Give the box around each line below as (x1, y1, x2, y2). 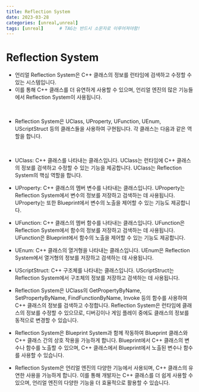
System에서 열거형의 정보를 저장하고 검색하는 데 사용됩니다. (14, 254, 154, 262)
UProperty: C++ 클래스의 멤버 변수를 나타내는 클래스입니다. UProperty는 (14, 184, 185, 192)
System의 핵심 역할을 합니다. (14, 172, 83, 179)
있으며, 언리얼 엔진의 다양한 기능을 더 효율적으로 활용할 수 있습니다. (14, 379, 170, 387)
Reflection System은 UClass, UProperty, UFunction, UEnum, (14, 118, 162, 125)
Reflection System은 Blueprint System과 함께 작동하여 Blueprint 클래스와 (14, 330, 188, 337)
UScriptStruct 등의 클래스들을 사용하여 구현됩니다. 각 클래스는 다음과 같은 (14, 126, 186, 133)
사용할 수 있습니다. (21, 352, 64, 359)
